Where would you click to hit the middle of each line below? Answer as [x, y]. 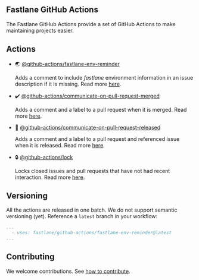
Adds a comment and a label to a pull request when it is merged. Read [101, 109]
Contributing [30, 257]
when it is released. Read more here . [60, 145]
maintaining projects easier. [40, 30]
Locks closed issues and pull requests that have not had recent [92, 171]
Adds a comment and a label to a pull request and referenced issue [97, 139]
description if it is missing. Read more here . [68, 84]
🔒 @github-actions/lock [44, 157]
